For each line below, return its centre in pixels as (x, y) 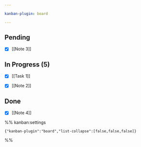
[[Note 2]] (21, 86)
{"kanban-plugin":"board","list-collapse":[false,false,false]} (70, 131)
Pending (17, 37)
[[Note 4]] (21, 113)
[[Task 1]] (21, 76)
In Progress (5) (27, 64)
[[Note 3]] (21, 49)
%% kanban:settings (25, 122)
